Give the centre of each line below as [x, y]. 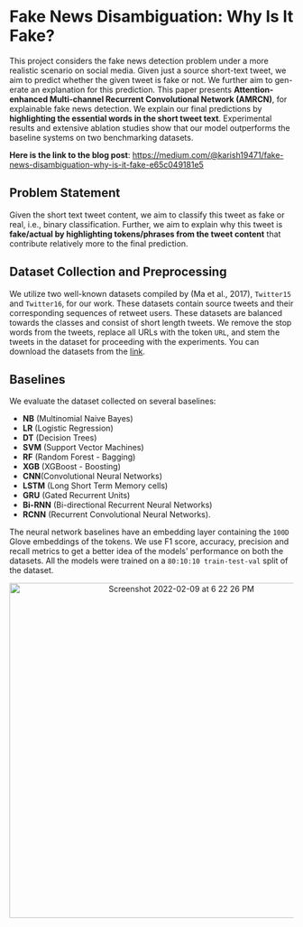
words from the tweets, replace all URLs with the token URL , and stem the [145, 332]
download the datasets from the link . [78, 351]
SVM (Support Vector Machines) [83, 448]
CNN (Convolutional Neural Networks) [92, 477]
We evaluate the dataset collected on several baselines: [113, 401]
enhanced [29, 99]
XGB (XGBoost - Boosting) [72, 467]
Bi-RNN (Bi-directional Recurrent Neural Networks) [117, 505]
